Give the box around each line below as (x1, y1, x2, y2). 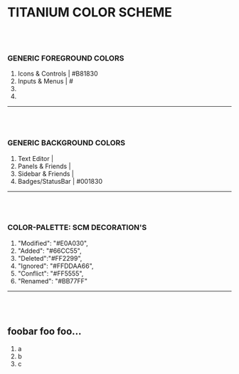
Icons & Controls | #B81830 (17, 69, 98, 78)
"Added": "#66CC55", (17, 246, 82, 255)
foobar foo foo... (7, 326, 82, 338)
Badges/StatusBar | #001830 (17, 177, 103, 185)
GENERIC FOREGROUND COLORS (7, 53, 124, 63)
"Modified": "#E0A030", (17, 239, 89, 247)
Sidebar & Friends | (17, 169, 75, 178)
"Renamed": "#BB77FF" (17, 276, 87, 285)
